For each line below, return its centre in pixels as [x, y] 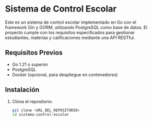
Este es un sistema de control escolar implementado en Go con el [71, 22]
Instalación [22, 90]
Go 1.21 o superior [30, 64]
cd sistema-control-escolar [40, 115]
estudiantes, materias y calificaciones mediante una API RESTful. [70, 38]
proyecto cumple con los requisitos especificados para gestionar [70, 32]
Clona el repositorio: [32, 101]
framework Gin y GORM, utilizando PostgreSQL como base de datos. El [76, 27]
